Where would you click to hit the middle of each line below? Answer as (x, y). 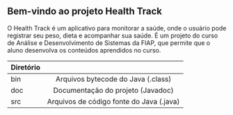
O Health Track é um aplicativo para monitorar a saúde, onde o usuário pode (117, 28)
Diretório (25, 67)
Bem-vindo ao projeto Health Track (85, 11)
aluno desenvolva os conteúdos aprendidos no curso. (84, 50)
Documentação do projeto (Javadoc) (113, 90)
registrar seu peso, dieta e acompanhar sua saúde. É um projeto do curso (113, 35)
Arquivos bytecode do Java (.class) (113, 79)
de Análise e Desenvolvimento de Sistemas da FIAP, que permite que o (109, 43)
